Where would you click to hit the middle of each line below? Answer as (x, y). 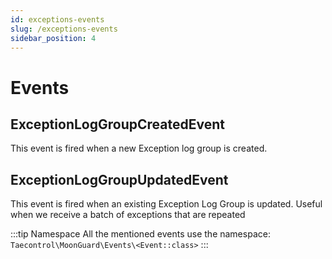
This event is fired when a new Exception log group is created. (139, 148)
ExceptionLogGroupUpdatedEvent (119, 179)
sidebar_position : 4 (53, 38)
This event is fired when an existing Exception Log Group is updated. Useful (166, 204)
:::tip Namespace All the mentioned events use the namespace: (140, 234)
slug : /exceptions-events (64, 29)
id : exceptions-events (57, 19)
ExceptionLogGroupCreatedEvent (117, 124)
